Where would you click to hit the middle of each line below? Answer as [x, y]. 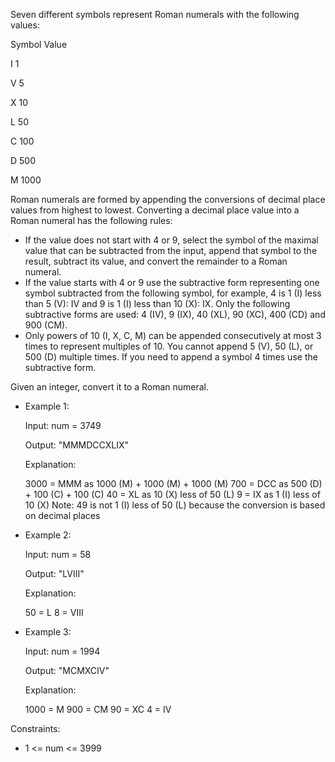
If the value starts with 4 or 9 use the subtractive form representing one [172, 282]
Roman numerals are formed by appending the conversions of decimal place [168, 199]
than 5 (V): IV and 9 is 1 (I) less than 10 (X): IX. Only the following [157, 303]
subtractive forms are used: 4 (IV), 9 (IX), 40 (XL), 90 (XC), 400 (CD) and [175, 314]
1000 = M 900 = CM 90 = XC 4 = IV [98, 709]
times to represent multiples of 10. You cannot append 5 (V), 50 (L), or [169, 346]
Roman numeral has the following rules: [91, 220]
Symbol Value [39, 44]
